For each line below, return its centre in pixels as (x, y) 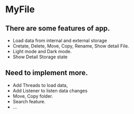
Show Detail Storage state (40, 57)
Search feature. (29, 101)
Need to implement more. (47, 73)
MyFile (20, 9)
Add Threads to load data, (40, 85)
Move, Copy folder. (33, 96)
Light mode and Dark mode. (42, 51)
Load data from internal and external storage (60, 40)
